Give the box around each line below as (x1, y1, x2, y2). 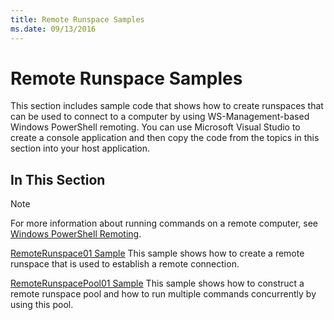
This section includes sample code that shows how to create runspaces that (10, 100, 324, 112)
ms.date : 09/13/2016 (10, 24, 97, 34)
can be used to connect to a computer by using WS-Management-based (10, 111, 310, 123)
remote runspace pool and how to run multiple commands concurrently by (10, 288, 317, 300)
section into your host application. (10, 142, 151, 155)
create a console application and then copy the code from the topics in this (10, 132, 320, 144)
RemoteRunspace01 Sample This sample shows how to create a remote (10, 247, 305, 260)
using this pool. (10, 299, 74, 311)
